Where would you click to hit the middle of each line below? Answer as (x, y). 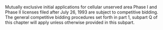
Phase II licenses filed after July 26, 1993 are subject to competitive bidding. (82, 12)
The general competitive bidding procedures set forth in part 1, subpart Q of (81, 17)
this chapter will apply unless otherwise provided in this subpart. (70, 22)
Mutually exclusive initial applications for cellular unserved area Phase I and (81, 7)
